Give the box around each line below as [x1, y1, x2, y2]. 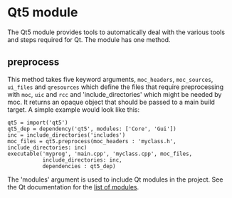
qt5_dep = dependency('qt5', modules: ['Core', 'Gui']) [7, 125, 176, 132]
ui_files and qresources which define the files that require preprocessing [7, 83, 224, 91]
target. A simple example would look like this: [7, 105, 140, 114]
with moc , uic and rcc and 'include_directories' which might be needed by [7, 90, 222, 98]
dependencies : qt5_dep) [42, 162, 116, 170]
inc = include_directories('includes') [7, 131, 126, 139]
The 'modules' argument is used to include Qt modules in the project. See [7, 175, 223, 184]
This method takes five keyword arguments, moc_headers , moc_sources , [7, 75, 213, 83]
